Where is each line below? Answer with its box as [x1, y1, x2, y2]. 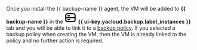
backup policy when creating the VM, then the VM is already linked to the [6, 31, 187, 37]
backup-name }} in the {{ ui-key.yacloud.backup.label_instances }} [6, 18, 191, 25]
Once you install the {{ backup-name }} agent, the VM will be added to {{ [6, 5, 186, 12]
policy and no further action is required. [6, 37, 104, 44]
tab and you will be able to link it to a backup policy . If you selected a [6, 24, 176, 32]
